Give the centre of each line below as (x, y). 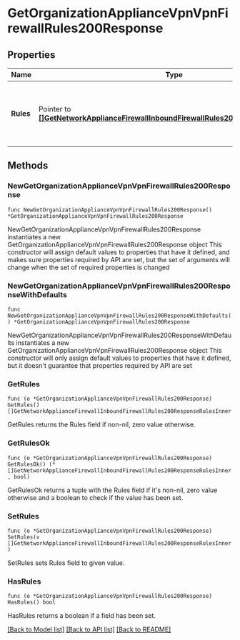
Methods (28, 166)
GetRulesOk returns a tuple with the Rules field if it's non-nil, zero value (112, 490)
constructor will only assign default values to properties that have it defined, (119, 358)
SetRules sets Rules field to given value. (66, 563)
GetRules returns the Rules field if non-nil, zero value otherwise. (101, 425)
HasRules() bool (31, 602)
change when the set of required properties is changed (89, 267)
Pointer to (55, 109)
